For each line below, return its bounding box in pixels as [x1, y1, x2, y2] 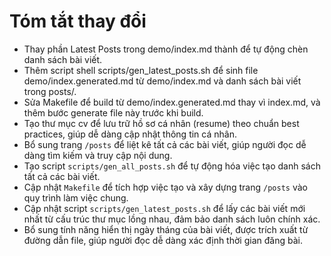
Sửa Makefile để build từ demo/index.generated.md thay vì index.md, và [23, 96, 321, 108]
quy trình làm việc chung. [23, 191, 129, 204]
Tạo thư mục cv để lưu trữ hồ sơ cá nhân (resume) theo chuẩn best [23, 117, 300, 129]
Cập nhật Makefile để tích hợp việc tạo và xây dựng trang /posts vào [23, 181, 308, 193]
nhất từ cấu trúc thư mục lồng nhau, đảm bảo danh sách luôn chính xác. [23, 213, 321, 225]
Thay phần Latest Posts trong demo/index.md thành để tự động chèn [23, 43, 309, 55]
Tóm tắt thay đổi [9, 10, 147, 33]
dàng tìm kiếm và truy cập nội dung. [23, 149, 173, 161]
